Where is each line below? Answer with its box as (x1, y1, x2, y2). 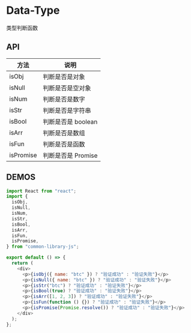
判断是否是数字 (43, 95, 85, 103)
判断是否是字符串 (43, 106, 91, 115)
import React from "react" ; (6, 188, 77, 194)
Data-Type (6, 4, 60, 17)
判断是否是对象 (43, 73, 85, 81)
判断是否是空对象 (43, 83, 91, 92)
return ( (11, 260, 34, 266)
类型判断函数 (6, 24, 38, 31)
